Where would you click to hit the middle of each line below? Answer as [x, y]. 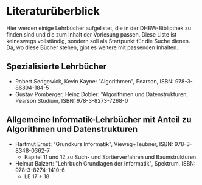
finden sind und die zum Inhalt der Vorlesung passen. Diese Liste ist [92, 34]
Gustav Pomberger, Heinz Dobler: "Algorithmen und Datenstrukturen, [102, 94]
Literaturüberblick [53, 11]
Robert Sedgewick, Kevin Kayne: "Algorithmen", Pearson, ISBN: [94, 81]
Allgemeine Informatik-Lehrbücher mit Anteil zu [99, 120]
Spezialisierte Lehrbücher [57, 67]
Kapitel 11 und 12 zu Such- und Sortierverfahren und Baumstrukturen [110, 157]
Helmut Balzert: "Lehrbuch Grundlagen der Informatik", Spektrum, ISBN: [105, 163]
